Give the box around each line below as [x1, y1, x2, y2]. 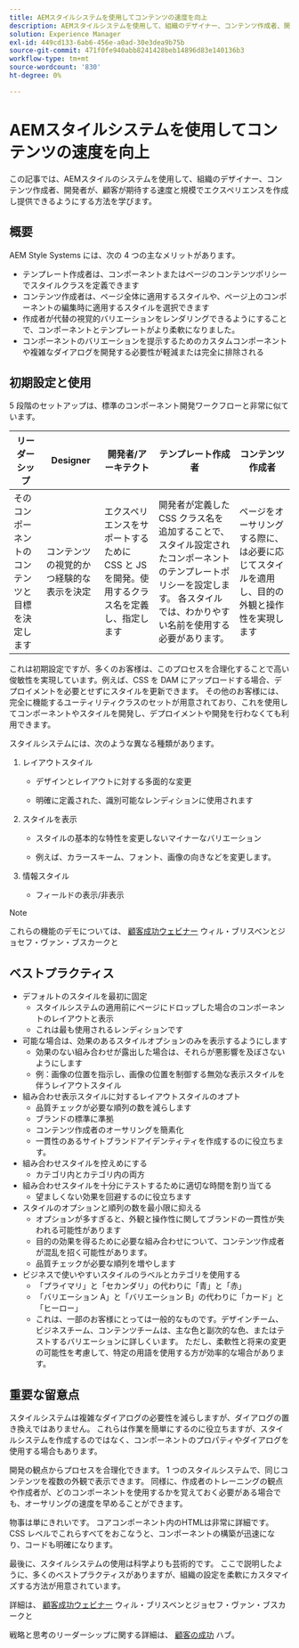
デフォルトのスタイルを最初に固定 [21, 991, 148, 1002]
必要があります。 [158, 632, 230, 645]
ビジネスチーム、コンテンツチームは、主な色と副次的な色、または [35, 1325, 278, 1336]
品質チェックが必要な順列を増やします [35, 1258, 176, 1269]
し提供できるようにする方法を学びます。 [9, 195, 158, 206]
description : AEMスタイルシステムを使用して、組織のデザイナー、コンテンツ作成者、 [9, 21, 285, 30]
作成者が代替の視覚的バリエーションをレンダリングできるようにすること [21, 313, 287, 323]
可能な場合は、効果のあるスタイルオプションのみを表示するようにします [21, 1035, 287, 1047]
